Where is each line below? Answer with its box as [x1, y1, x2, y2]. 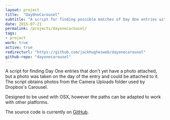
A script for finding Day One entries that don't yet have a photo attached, [5, 68, 157, 74]
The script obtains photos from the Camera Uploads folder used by [5, 79, 145, 85]
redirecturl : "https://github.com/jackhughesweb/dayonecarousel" [5, 49, 146, 54]
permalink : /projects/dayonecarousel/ [5, 26, 87, 31]
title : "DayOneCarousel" [5, 12, 60, 17]
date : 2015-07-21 [5, 21, 42, 27]
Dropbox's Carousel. [5, 84, 48, 90]
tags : [5, 31, 17, 36]
